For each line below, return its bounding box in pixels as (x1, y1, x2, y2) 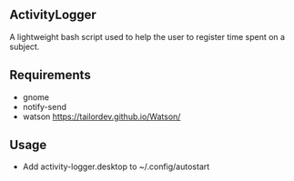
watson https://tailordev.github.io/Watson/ (22, 111, 181, 122)
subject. (9, 41, 40, 52)
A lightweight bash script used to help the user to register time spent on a (9, 31, 285, 42)
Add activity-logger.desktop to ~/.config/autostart (22, 161, 210, 172)
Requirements (9, 67, 91, 83)
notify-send (22, 101, 66, 112)
